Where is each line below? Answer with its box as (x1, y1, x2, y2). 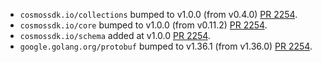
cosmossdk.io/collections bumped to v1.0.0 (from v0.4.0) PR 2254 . (19, 9, 298, 20)
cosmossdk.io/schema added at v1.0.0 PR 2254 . (19, 30, 211, 41)
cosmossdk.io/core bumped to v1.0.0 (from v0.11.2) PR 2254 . (19, 19, 268, 31)
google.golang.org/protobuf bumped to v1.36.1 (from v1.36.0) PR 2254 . (19, 40, 313, 52)
